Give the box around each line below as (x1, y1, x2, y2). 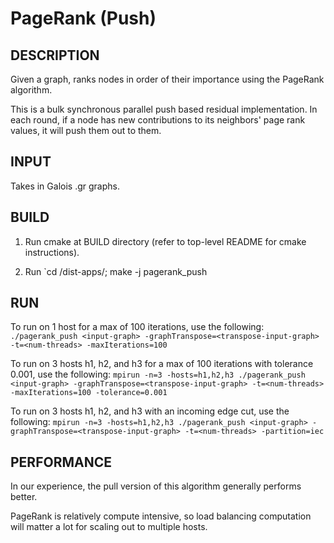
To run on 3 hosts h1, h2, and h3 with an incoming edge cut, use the (10, 405, 290, 417)
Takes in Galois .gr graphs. (10, 180, 120, 192)
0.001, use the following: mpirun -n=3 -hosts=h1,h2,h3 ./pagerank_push (10, 368, 306, 381)
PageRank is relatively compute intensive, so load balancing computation (10, 510, 312, 522)
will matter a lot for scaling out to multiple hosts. (10, 521, 208, 533)
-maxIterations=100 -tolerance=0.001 (10, 388, 168, 398)
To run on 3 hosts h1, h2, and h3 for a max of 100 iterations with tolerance (10, 358, 314, 370)
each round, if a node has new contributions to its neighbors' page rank (10, 114, 306, 126)
